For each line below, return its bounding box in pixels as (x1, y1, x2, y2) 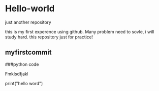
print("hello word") (5, 80, 43, 86)
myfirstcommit (5, 48, 52, 57)
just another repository (5, 19, 52, 25)
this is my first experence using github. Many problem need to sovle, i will (5, 29, 154, 34)
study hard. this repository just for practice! (5, 34, 93, 40)
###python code (5, 61, 39, 67)
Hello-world (5, 3, 55, 14)
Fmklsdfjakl (5, 71, 29, 77)
